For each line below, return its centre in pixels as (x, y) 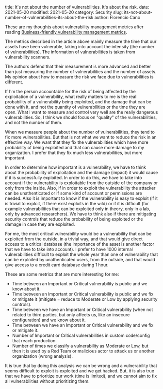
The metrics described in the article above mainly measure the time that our (81, 41)
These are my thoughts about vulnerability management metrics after (74, 27)
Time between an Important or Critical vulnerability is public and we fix (83, 294)
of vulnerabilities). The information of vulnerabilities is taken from (70, 52)
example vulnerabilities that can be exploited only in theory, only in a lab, (78, 209)
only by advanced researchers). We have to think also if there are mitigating (81, 214)
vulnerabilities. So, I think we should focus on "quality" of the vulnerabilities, (81, 117)
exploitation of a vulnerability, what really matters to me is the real (71, 97)
